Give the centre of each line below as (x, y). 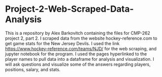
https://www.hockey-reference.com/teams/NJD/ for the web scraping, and (81, 49)
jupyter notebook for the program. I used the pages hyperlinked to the (76, 54)
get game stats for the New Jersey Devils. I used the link (62, 43)
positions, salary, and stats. (33, 69)
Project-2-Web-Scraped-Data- (69, 9)
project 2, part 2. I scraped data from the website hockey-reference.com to (81, 38)
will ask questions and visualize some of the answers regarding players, (78, 64)
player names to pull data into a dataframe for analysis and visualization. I (80, 59)
